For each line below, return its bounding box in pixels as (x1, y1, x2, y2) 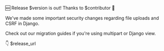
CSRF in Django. (5, 20, 40, 27)
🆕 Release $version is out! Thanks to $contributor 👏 (5, 5, 115, 11)
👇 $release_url (5, 41, 36, 46)
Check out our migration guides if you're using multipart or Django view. (5, 31, 156, 36)
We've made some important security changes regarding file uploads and (5, 15, 159, 21)
